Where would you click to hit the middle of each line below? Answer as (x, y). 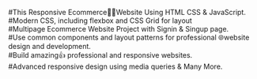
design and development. (49, 46)
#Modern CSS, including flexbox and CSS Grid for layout (100, 21)
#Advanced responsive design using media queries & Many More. (115, 66)
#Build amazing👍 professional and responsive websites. (100, 55)
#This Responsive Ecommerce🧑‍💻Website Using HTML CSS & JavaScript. (127, 12)
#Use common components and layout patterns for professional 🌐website (129, 37)
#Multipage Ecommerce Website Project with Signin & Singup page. (119, 29)
